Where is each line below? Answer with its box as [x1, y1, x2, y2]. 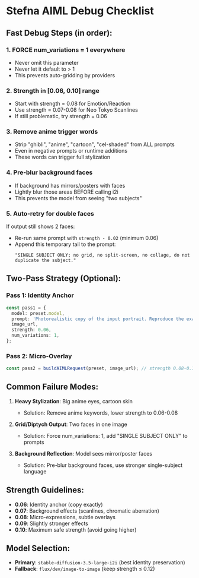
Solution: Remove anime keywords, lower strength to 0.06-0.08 [23, 409, 178, 416]
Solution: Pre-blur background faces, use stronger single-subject [23, 462, 183, 469]
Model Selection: [6, 544, 70, 554]
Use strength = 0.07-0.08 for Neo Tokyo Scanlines [14, 106, 138, 113]
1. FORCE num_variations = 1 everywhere [6, 46, 126, 54]
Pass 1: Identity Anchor [6, 291, 74, 299]
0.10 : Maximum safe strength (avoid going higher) [14, 526, 137, 533]
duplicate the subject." [14, 257, 76, 264]
